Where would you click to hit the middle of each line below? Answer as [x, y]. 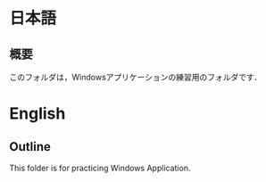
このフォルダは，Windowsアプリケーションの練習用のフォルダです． [136, 77]
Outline [30, 147]
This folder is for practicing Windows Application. [100, 168]
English [37, 114]
